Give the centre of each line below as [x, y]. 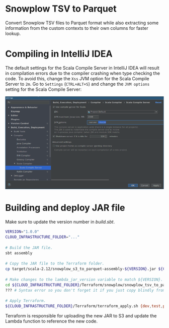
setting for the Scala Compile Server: [44, 89]
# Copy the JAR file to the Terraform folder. [55, 264]
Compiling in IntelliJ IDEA [59, 54]
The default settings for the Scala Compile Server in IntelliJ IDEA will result [82, 68]
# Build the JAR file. [29, 248]
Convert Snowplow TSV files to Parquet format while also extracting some [82, 23]
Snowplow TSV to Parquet [61, 9]
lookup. [13, 33]
